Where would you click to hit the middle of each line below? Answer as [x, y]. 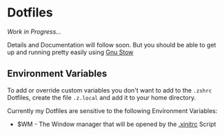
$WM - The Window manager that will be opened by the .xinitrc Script [116, 124]
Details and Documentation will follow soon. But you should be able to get [112, 45]
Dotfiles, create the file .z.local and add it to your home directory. [102, 97]
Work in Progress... [34, 32]
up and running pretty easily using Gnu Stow [70, 52]
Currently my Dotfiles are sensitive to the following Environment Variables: [112, 110]
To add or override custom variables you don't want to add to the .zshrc [110, 90]
